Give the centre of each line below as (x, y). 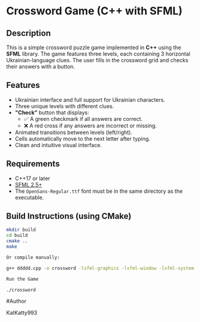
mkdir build (21, 230)
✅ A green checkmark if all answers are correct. (83, 119)
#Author (16, 301)
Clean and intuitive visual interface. (58, 145)
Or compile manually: (33, 257)
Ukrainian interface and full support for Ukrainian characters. (90, 99)
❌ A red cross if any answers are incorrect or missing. (90, 125)
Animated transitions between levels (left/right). (74, 132)
